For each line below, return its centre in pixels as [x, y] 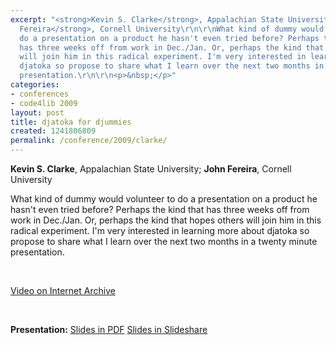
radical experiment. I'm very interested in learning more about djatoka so [160, 230]
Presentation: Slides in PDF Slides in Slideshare [109, 329]
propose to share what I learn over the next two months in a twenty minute [164, 241]
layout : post [37, 112]
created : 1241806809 [53, 131]
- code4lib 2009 [44, 103]
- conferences [40, 94]
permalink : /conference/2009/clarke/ [89, 141]
